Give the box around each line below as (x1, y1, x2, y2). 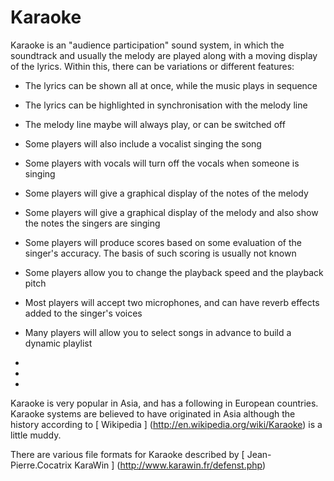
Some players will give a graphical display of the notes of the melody (24, 187, 309, 199)
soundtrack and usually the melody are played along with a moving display (10, 49, 318, 61)
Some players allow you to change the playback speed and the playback (24, 266, 324, 278)
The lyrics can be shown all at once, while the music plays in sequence (24, 79, 318, 91)
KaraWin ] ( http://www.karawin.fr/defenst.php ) (74, 459, 267, 471)
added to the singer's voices (24, 307, 143, 319)
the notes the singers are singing (24, 217, 161, 229)
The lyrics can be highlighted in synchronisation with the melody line (24, 99, 308, 111)
